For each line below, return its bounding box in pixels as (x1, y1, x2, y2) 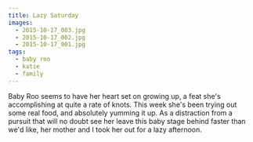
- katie (15, 63, 41, 71)
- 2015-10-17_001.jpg (15, 41, 86, 49)
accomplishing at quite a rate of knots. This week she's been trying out (8, 100, 237, 109)
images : (8, 19, 34, 27)
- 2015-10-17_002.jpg (15, 33, 86, 42)
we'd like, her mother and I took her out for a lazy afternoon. (8, 125, 202, 134)
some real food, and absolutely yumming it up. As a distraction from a (8, 107, 233, 118)
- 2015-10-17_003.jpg (15, 26, 86, 34)
